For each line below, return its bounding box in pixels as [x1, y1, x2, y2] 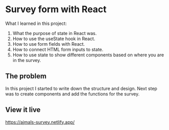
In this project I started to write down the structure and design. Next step [5, 85, 157, 91]
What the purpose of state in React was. [12, 30, 97, 36]
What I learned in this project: [5, 20, 67, 26]
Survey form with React [5, 4, 107, 15]
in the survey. [12, 57, 42, 63]
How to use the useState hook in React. [12, 36, 95, 42]
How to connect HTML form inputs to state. [12, 46, 104, 52]
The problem [5, 72, 47, 81]
